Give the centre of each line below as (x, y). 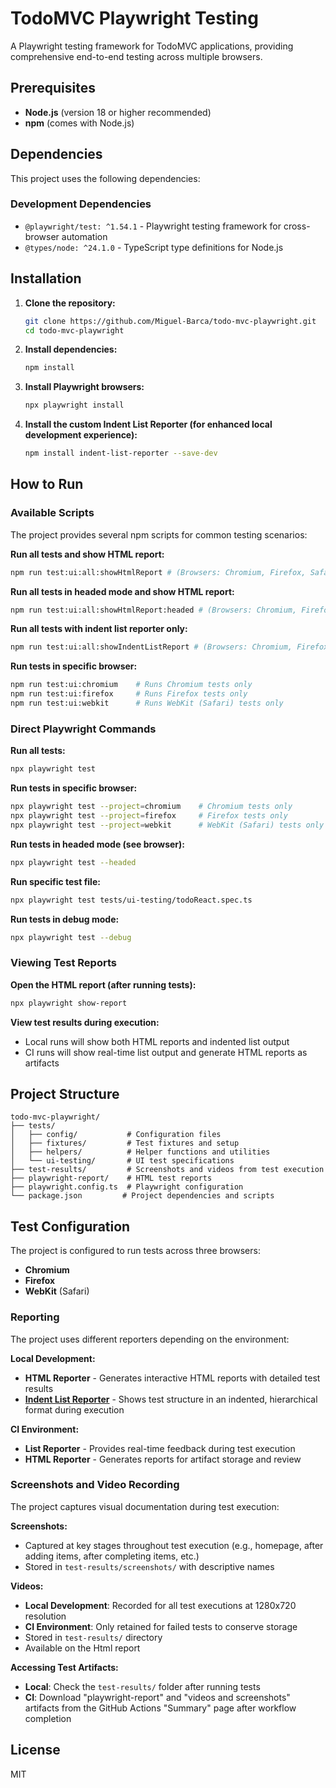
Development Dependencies (81, 204)
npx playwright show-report (69, 1003)
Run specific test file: (55, 881)
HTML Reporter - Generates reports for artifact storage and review (163, 1459)
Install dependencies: (71, 349)
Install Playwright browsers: (84, 387)
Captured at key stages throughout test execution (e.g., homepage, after (174, 1545)
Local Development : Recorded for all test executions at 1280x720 (160, 1605)
